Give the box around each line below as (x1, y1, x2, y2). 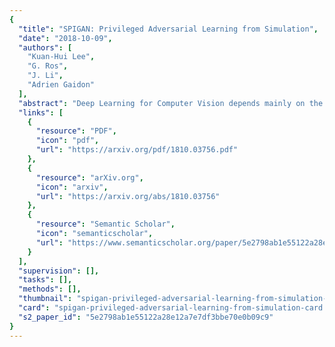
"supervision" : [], (18, 266, 100, 276)
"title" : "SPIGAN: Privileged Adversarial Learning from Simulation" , (18, 24, 319, 34)
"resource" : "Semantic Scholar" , (35, 219, 176, 230)
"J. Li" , (27, 71, 64, 81)
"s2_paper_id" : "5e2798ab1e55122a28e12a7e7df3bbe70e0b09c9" (18, 312, 274, 322)
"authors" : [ (18, 42, 73, 53)
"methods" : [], (18, 284, 82, 295)
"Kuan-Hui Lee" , (27, 52, 96, 62)
